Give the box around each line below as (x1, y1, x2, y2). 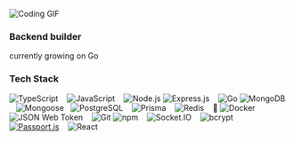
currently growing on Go (9, 51, 99, 61)
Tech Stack (9, 73, 60, 85)
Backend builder (9, 30, 82, 43)
